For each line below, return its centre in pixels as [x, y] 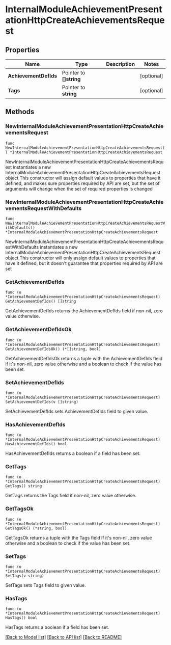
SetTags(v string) [25, 576]
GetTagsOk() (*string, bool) [36, 528]
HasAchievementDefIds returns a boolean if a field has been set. [73, 453]
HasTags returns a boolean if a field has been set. [57, 627]
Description [121, 64]
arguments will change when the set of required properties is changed [79, 189]
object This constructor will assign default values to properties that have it [83, 178]
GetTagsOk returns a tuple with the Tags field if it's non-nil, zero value [79, 537]
